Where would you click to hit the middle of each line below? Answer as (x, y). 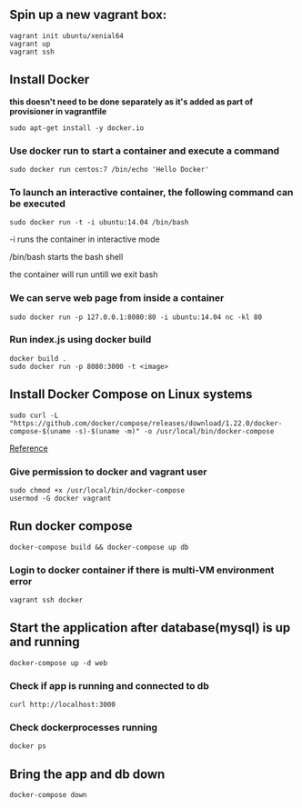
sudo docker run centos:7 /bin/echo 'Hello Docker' (109, 169)
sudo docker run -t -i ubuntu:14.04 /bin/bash (99, 223)
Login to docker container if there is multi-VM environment (142, 570)
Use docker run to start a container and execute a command (145, 151)
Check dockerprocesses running (83, 728)
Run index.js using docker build (81, 340)
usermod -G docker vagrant (60, 498)
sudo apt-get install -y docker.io (77, 128)
